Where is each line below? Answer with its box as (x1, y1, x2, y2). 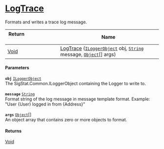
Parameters (5, 64, 29, 71)
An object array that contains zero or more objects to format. (5, 117, 127, 123)
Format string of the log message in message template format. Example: (5, 96, 150, 102)
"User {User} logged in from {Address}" (5, 101, 85, 107)
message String (5, 92, 35, 97)
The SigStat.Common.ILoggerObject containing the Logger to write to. (5, 81, 146, 87)
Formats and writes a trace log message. (5, 19, 87, 25)
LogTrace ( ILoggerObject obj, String (60, 45, 144, 52)
